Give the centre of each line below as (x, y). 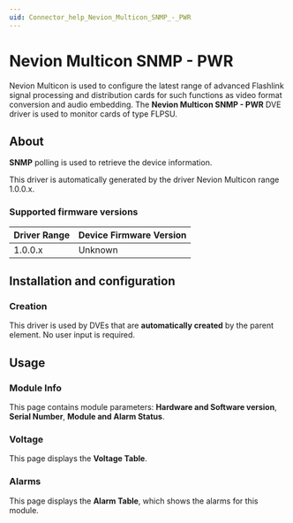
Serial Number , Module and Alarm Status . (87, 417)
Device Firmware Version (132, 235)
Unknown (98, 250)
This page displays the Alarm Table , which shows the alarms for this (134, 501)
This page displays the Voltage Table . (78, 459)
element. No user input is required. (72, 335)
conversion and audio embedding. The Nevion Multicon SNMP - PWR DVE (145, 104)
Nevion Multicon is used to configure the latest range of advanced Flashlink (146, 86)
